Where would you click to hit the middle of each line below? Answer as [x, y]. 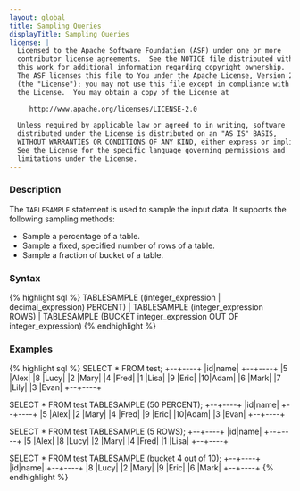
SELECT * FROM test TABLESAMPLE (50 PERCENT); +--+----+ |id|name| [144, 405]
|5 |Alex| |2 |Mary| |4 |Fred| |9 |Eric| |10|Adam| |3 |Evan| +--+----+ [162, 414]
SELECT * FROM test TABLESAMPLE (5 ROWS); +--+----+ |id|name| [136, 432]
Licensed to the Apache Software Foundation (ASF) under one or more [149, 51]
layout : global [37, 17]
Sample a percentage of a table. [81, 236]
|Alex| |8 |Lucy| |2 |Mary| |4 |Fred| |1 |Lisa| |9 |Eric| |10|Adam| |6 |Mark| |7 [145, 378]
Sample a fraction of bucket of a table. [93, 254]
